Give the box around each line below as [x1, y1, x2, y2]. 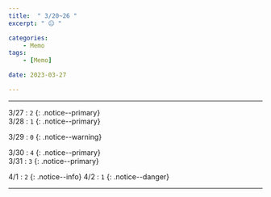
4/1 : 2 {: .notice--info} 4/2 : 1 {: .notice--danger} [8, 171, 170, 182]
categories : [8, 34, 48, 42]
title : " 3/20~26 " [8, 11, 78, 20]
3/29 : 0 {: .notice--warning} [8, 132, 102, 141]
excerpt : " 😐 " [8, 19, 62, 27]
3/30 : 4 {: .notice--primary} [8, 147, 101, 157]
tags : [8, 49, 27, 57]
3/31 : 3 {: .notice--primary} [8, 156, 99, 166]
